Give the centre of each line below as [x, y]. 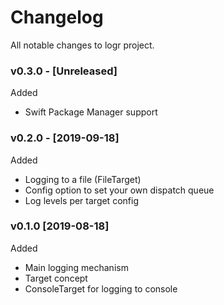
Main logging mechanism [76, 267]
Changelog [57, 17]
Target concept [56, 278]
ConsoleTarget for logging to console [101, 288]
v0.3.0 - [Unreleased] [64, 71]
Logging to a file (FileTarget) [83, 179]
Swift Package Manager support [91, 112]
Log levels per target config [81, 200]
